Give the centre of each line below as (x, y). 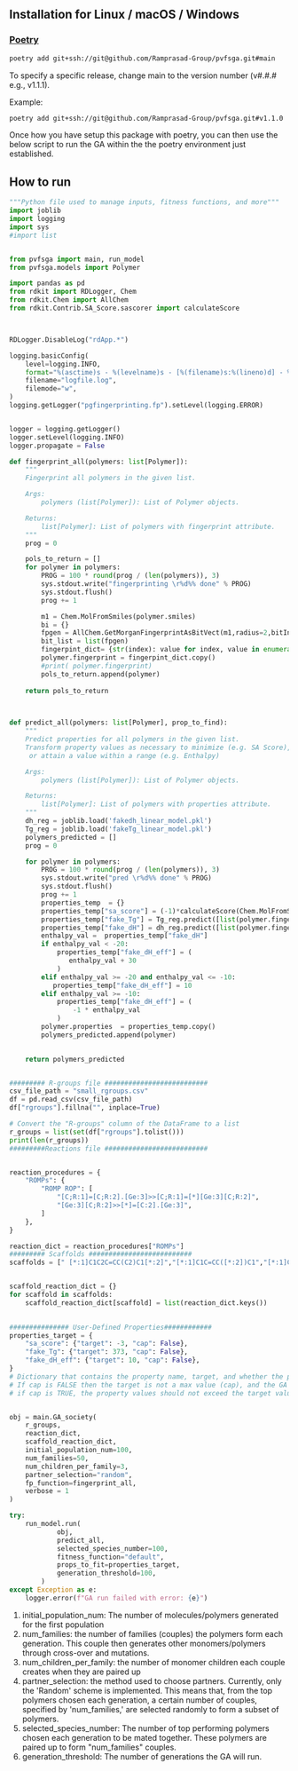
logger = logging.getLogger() (65, 429)
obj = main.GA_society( (53, 1417)
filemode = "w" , (51, 389)
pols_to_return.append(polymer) (101, 674)
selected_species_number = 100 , (112, 1548)
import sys (29, 227)
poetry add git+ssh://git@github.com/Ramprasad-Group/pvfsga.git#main (142, 58)
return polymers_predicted (75, 1059)
